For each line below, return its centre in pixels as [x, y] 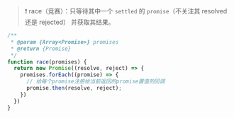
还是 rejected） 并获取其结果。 [69, 22]
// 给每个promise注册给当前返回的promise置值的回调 [95, 82]
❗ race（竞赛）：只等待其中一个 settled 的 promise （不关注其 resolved [126, 11]
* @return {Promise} [41, 49]
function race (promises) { [47, 62]
